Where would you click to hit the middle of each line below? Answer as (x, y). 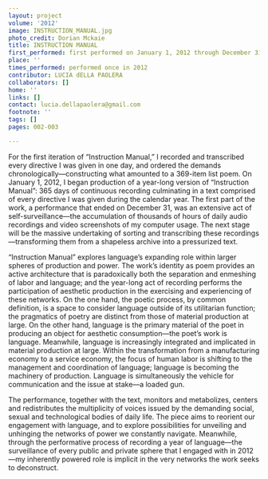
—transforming (33, 241)
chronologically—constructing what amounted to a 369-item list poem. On (130, 173)
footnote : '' (30, 113)
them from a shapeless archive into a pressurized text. (148, 241)
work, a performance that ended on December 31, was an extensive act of (130, 208)
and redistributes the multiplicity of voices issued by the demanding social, (131, 408)
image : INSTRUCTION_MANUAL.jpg (60, 30)
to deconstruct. (33, 467)
